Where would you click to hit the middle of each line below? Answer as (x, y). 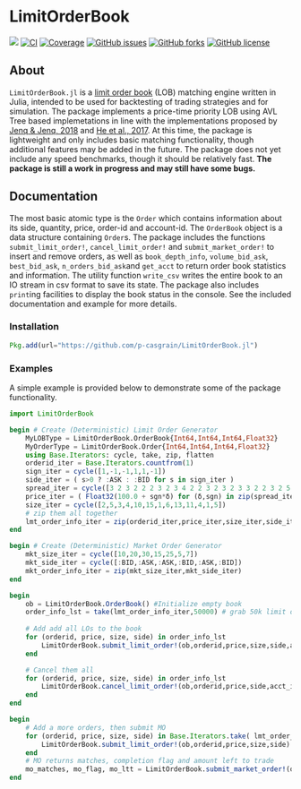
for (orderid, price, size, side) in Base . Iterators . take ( (138, 736)
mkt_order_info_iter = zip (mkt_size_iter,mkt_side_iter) (134, 570)
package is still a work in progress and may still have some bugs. (133, 168)
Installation (34, 327)
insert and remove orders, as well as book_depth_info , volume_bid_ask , (139, 256)
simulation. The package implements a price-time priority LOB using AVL (143, 111)
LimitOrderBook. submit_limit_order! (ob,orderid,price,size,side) (166, 744)
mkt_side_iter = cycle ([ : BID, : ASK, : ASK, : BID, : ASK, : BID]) (134, 563)
